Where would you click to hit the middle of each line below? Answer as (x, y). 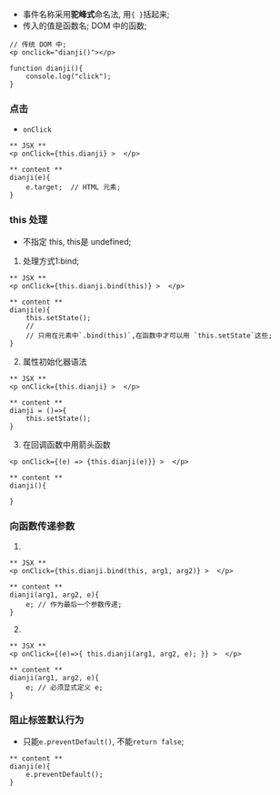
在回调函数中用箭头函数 (66, 444)
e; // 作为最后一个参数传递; (74, 604)
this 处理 (29, 220)
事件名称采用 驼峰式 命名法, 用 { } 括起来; (96, 14)
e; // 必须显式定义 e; (65, 687)
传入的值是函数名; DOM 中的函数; (85, 25)
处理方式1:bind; (51, 261)
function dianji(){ (46, 68)
